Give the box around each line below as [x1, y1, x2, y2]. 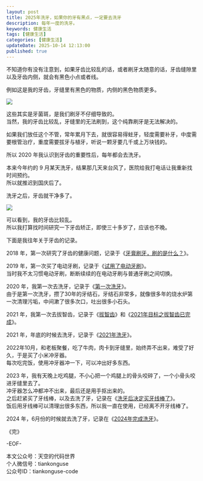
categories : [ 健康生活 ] [6, 37, 62, 43]
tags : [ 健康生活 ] [6, 31, 47, 38]
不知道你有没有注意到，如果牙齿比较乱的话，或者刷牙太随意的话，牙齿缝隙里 [6, 65, 197, 73]
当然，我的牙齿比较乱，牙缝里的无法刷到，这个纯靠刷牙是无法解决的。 [6, 117, 181, 125]
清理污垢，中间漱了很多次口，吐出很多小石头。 [16, 298, 134, 305]
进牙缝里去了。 [6, 379, 43, 387]
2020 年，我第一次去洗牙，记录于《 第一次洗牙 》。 [6, 283, 130, 290]
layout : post [6, 8, 39, 15]
